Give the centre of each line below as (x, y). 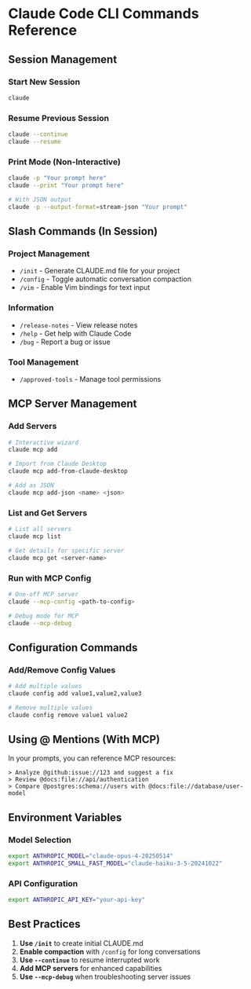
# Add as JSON (31, 485)
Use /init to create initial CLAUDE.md (81, 943)
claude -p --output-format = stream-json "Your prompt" (98, 207)
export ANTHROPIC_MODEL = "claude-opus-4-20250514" (91, 856)
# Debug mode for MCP (44, 616)
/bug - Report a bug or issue (65, 342)
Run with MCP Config (50, 578)
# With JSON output (40, 200)
